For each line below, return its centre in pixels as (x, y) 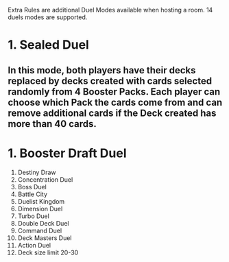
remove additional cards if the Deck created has (112, 113)
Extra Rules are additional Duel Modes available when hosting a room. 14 (110, 10)
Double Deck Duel (43, 223)
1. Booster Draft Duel (67, 153)
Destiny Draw (37, 172)
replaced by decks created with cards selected (110, 81)
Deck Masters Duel (45, 238)
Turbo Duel (34, 216)
